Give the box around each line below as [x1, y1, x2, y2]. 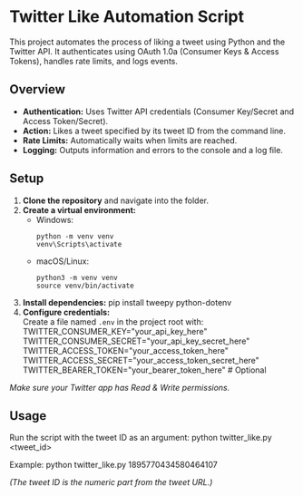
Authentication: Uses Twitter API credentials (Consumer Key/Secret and [22, 106, 295, 117]
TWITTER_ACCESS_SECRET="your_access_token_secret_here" [22, 355, 260, 365]
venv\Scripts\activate [35, 239, 122, 248]
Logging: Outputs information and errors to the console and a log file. [22, 144, 284, 155]
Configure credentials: [22, 306, 111, 317]
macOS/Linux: [35, 256, 89, 267]
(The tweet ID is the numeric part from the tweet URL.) [9, 477, 213, 488]
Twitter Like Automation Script [9, 6, 245, 27]
